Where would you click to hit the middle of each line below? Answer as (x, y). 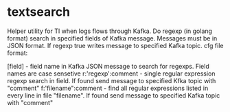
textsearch (39, 12)
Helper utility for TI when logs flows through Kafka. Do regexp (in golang (110, 31)
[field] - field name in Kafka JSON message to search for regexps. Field (108, 66)
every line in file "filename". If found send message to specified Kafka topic (114, 95)
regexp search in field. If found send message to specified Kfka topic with (112, 80)
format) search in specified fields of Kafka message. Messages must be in (112, 38)
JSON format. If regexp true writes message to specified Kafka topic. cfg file (115, 45)
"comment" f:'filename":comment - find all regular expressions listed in (108, 88)
